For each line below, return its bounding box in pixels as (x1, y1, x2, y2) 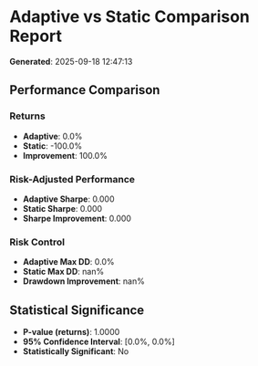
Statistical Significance (9, 302, 145, 318)
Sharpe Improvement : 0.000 (22, 213, 132, 224)
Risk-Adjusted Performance (9, 173, 135, 185)
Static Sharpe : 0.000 (22, 203, 103, 214)
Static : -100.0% (22, 140, 83, 152)
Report (9, 26, 62, 47)
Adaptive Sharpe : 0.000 (22, 193, 116, 204)
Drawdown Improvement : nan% (22, 276, 146, 287)
